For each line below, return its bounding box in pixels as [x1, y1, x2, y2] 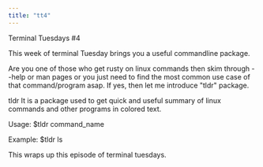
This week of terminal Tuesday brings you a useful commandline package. [8, 48, 250, 58]
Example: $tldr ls [8, 135, 63, 144]
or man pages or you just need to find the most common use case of [27, 72, 250, 81]
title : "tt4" [8, 11, 51, 20]
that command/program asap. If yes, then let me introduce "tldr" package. [8, 80, 250, 90]
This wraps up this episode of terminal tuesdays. [8, 150, 167, 159]
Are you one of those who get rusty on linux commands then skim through [8, 64, 250, 73]
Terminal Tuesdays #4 [8, 33, 81, 43]
